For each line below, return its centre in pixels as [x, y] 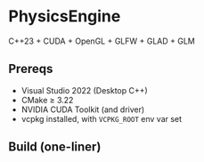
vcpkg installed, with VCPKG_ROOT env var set [102, 118]
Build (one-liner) [55, 147]
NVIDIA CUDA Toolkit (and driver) [83, 109]
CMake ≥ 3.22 [47, 100]
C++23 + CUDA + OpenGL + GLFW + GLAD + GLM [102, 41]
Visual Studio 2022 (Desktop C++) [84, 90]
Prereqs [31, 69]
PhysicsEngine [65, 16]
